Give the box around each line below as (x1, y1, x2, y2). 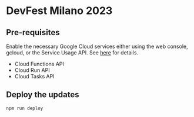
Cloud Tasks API (14, 73, 55, 80)
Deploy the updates (6, 90, 79, 100)
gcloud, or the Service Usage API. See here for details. (6, 49, 139, 56)
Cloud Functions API (14, 60, 65, 67)
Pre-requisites (6, 27, 60, 37)
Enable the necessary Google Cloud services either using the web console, (6, 43, 188, 50)
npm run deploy (6, 105, 44, 111)
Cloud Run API (14, 67, 50, 74)
